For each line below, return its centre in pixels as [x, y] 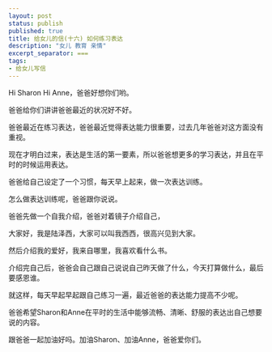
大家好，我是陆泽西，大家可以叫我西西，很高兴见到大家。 [104, 233]
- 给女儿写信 [27, 69]
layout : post [30, 16]
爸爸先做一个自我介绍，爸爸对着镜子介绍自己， [86, 216]
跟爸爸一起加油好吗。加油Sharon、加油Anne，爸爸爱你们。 [107, 339]
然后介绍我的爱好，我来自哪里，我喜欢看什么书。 [90, 250]
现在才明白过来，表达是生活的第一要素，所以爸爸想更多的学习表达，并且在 [132, 154]
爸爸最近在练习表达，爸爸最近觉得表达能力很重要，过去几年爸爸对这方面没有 [136, 127]
